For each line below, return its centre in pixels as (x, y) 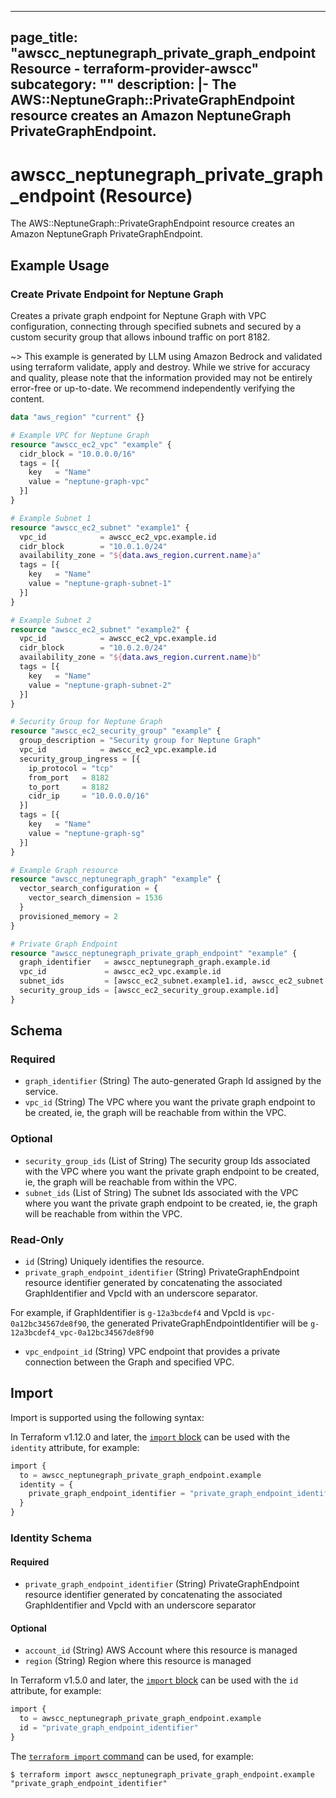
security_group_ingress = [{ (80, 759)
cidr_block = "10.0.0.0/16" (78, 454)
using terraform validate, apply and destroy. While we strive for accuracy (160, 367)
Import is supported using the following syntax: (107, 1417)
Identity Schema (51, 1538)
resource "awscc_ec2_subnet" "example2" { (100, 629)
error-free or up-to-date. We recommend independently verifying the (153, 388)
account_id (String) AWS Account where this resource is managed (161, 1650)
